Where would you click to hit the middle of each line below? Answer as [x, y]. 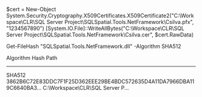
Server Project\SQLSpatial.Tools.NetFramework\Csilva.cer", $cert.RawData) [100, 35]
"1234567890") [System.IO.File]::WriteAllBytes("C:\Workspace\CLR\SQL [95, 28]
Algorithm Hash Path [32, 58]
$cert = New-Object [31, 9]
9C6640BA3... [24, 88]
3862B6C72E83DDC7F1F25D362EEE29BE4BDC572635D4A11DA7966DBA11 [100, 81]
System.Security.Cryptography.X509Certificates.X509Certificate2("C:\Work [100, 16]
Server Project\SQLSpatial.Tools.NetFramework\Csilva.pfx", [120, 22]
